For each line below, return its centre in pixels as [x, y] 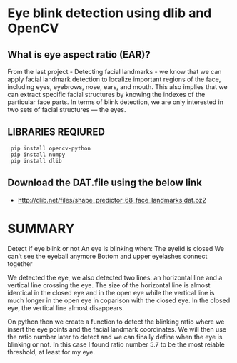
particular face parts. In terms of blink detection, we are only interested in [115, 102]
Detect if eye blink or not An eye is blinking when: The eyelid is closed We [116, 248]
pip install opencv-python [51, 148]
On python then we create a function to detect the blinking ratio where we [116, 322]
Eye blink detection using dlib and [110, 13]
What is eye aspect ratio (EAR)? [79, 55]
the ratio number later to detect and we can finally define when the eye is [115, 337]
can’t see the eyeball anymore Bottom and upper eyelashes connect [107, 256]
